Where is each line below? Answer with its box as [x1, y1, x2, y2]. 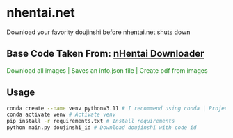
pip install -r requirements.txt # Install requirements [6, 118, 175, 125]
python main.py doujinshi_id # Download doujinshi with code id [6, 124, 197, 131]
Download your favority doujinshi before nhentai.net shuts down [6, 28, 191, 36]
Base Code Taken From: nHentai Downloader [6, 48, 204, 60]
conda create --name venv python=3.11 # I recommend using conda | [6, 105, 207, 112]
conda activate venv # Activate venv [6, 111, 116, 119]
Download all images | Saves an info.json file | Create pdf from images [6, 66, 208, 74]
